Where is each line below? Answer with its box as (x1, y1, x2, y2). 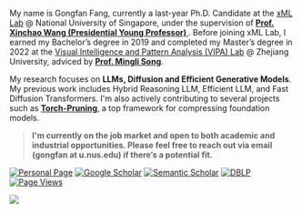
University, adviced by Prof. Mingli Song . (9, 56, 164, 66)
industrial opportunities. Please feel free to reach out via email (31, 140, 273, 150)
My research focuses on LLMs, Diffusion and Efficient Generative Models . (9, 74, 292, 85)
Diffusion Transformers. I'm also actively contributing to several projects (9, 93, 280, 104)
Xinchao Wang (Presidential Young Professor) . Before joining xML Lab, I (9, 27, 287, 37)
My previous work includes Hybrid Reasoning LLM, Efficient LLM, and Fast (9, 84, 289, 94)
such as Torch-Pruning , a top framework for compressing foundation (9, 103, 270, 113)
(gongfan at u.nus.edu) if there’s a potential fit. (31, 149, 214, 160)
